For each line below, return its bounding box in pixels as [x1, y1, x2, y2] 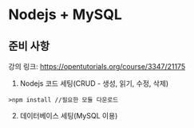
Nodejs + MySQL [8, 6, 122, 24]
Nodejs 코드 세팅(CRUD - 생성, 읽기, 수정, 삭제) [19, 79, 169, 88]
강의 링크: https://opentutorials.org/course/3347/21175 [8, 62, 186, 71]
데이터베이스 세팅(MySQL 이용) [19, 111, 118, 120]
